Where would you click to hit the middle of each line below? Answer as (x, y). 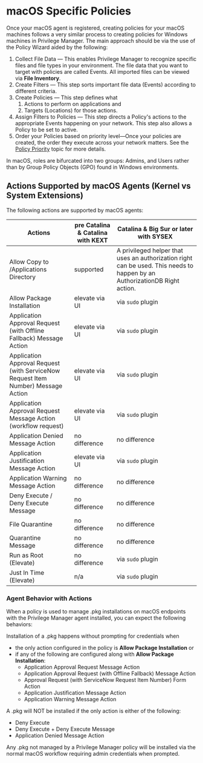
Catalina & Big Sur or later (155, 229)
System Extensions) (45, 196)
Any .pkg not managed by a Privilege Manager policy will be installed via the (101, 747)
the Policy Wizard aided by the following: (57, 47)
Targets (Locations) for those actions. (71, 110)
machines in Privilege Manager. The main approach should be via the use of (101, 41)
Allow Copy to (29, 261)
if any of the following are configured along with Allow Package (94, 654)
